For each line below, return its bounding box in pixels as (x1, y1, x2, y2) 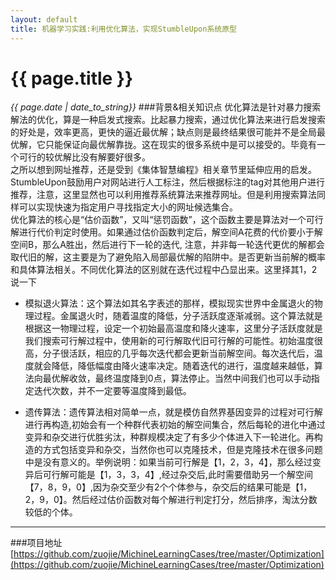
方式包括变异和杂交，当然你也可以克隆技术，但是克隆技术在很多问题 (42, 444, 323, 456)
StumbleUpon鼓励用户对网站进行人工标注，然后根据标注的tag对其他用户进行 (10, 176, 325, 188)
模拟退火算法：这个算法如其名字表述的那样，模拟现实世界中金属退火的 (24, 297, 315, 310)
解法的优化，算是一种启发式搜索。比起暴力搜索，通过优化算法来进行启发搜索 (10, 114, 326, 126)
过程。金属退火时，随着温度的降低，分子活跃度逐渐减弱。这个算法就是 (33, 310, 323, 322)
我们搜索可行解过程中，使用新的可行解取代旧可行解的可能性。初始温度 (24, 335, 315, 347)
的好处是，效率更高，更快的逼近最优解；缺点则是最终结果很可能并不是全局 (10, 126, 317, 138)
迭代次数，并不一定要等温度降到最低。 (33, 385, 192, 397)
